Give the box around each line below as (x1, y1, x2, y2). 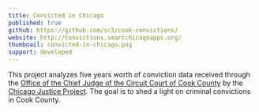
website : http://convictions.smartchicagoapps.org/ (8, 33, 182, 42)
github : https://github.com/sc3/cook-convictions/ (8, 26, 178, 34)
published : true (8, 19, 62, 27)
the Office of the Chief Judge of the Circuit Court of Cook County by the (8, 78, 243, 88)
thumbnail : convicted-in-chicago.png (8, 41, 133, 49)
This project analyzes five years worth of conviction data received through (8, 70, 251, 79)
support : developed (8, 48, 73, 56)
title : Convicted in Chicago (8, 11, 104, 20)
